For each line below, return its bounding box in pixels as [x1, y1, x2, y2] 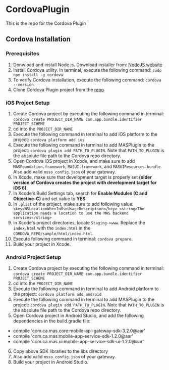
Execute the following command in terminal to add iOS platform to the [13, 131, 158, 137]
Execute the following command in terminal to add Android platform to [13, 286, 159, 292]
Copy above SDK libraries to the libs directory [13, 348, 108, 354]
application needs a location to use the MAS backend [13, 211, 129, 216]
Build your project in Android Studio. [13, 359, 89, 365]
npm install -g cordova [13, 72, 64, 77]
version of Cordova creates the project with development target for [13, 179, 157, 186]
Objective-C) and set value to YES [13, 196, 86, 202]
